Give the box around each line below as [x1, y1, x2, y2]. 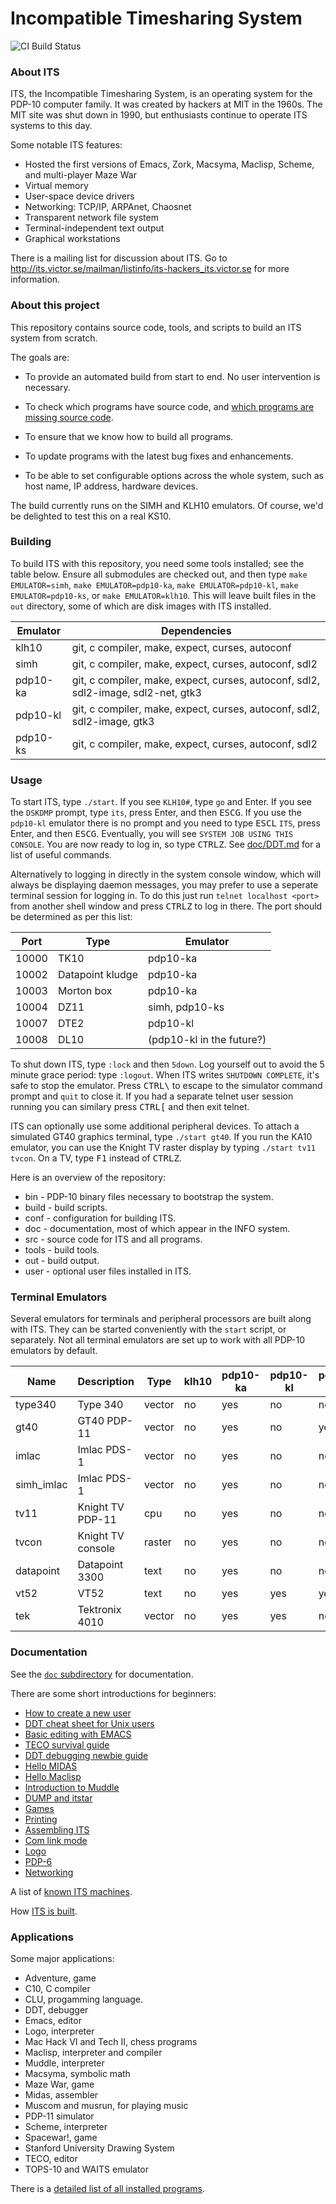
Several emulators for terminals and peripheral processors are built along [10, 1313, 312, 1325]
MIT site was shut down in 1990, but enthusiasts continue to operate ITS [10, 109, 308, 121]
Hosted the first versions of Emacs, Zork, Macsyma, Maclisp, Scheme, [24, 158, 315, 171]
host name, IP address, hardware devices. [24, 480, 199, 492]
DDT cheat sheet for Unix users [24, 1717, 155, 1729]
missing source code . [24, 411, 114, 423]
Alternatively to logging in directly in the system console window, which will [10, 868, 322, 881]
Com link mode [24, 1834, 88, 1846]
